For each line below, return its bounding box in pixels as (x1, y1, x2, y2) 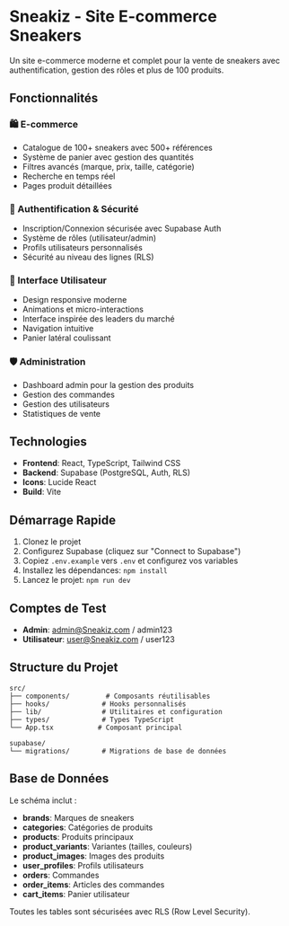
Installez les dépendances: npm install (22, 565, 168, 576)
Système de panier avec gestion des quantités (22, 151, 195, 163)
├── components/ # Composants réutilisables (9, 692, 211, 701)
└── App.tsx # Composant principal (9, 723, 182, 732)
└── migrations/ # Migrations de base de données (9, 746, 227, 755)
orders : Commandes (22, 869, 100, 880)
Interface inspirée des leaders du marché (22, 313, 175, 324)
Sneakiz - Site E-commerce (9, 6, 217, 27)
